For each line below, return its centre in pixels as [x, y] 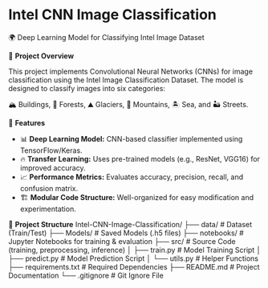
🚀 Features [27, 122]
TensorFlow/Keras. [51, 150]
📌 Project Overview [41, 56]
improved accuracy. [53, 168]
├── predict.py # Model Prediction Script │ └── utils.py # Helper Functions [134, 258]
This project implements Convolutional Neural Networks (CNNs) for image [131, 71]
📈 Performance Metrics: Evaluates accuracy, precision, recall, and [131, 177]
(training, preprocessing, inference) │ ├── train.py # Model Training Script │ [135, 250]
